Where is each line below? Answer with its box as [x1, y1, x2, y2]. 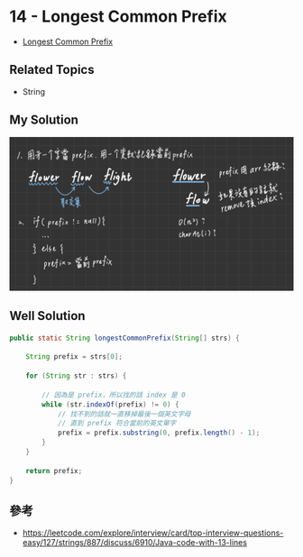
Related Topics [9, 62, 95, 78]
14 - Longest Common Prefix [9, 6, 227, 27]
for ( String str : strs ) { [25, 371, 127, 380]
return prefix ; [25, 466, 83, 475]
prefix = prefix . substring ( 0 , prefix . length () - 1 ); [57, 428, 261, 438]
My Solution [9, 113, 79, 128]
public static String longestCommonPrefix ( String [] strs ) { [9, 333, 241, 342]
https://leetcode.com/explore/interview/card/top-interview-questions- [22, 527, 284, 538]
